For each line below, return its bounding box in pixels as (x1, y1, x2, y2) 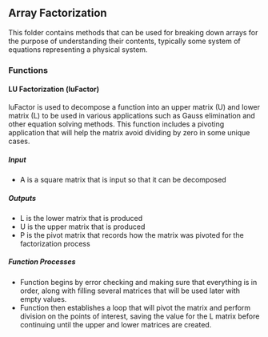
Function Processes (8, 257, 76, 267)
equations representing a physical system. (8, 44, 148, 54)
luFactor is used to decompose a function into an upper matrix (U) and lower (8, 102, 261, 111)
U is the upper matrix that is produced (19, 222, 146, 231)
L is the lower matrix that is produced (19, 213, 143, 223)
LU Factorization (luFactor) (8, 84, 100, 94)
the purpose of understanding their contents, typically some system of (8, 36, 242, 46)
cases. (8, 136, 30, 146)
